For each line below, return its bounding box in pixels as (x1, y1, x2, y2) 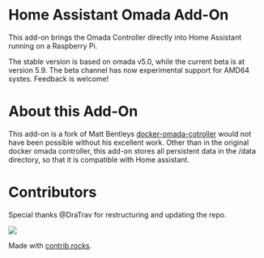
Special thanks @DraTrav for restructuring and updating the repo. (8, 209, 227, 219)
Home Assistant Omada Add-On (8, 6, 229, 24)
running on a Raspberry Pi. (8, 40, 98, 50)
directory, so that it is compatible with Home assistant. (8, 154, 190, 164)
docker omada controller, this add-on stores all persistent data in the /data (8, 146, 257, 155)
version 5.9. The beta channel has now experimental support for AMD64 (8, 65, 249, 74)
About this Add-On (8, 103, 138, 121)
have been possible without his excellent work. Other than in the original (8, 137, 249, 147)
